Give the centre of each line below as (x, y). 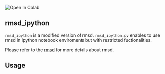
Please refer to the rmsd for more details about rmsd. (60, 50)
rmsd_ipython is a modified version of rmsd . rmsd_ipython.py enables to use (82, 35)
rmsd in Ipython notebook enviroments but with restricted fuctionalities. (78, 40)
